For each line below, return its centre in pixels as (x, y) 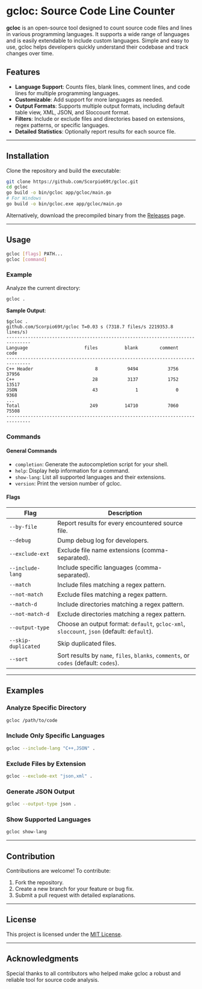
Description (125, 513)
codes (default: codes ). (88, 663)
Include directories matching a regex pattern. (121, 604)
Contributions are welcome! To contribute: (59, 871)
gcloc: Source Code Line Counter (91, 11)
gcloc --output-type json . (41, 804)
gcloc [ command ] (26, 259)
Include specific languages (95, 568)
